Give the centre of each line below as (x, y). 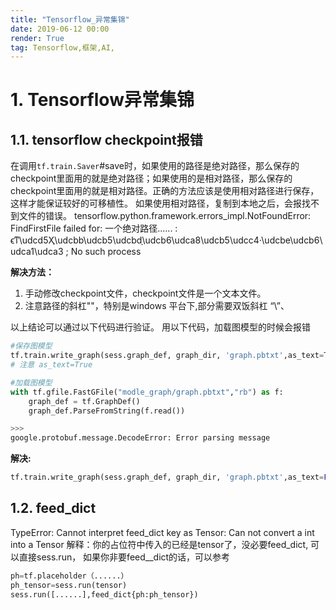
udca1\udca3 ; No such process (76, 252)
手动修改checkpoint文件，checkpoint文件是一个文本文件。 (145, 293)
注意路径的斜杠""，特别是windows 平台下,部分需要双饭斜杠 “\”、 (157, 306)
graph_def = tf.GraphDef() (84, 401)
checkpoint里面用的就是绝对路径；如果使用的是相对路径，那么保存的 (151, 178)
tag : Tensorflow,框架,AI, (62, 47)
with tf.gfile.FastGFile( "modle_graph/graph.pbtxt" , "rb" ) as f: (147, 392)
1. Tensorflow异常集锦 (102, 100)
